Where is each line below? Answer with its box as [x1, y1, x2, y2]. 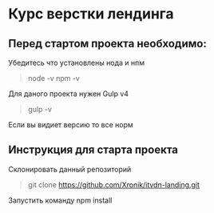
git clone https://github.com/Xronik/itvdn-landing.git [27, 179, 200, 189]
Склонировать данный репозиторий [8, 164, 132, 174]
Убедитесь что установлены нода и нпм [8, 58, 145, 67]
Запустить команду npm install [8, 195, 113, 205]
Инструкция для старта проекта [8, 143, 178, 157]
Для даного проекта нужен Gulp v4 [8, 89, 129, 98]
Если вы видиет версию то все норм [8, 120, 133, 129]
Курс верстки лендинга [8, 5, 174, 23]
